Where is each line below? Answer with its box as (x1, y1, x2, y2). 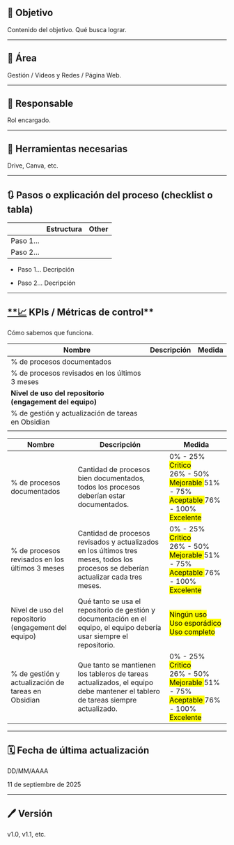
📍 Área (7, 52, 37, 64)
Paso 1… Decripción (17, 265, 75, 274)
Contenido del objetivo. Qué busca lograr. (7, 25, 127, 34)
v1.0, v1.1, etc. (7, 830, 47, 838)
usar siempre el (77, 631, 129, 641)
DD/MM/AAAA (7, 766, 49, 775)
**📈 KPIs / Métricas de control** (7, 307, 155, 318)
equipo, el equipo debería (77, 622, 162, 632)
